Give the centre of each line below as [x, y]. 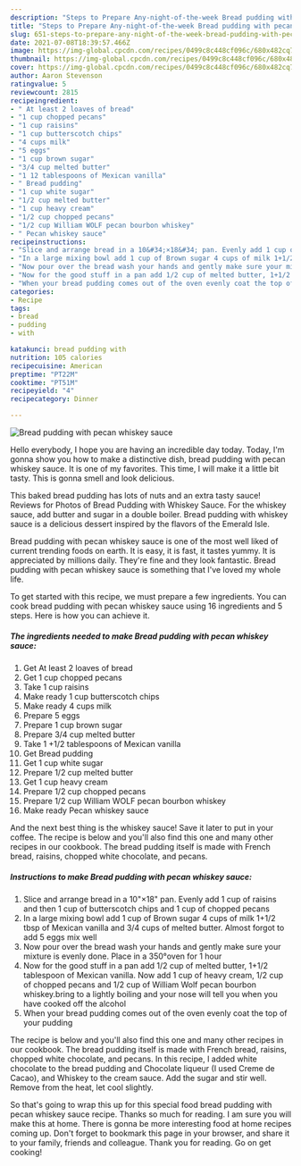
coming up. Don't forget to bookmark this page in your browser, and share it [150, 1133]
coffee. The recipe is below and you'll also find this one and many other [142, 837]
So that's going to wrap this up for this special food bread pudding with [141, 1104]
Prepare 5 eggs [51, 715]
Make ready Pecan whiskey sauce [86, 810]
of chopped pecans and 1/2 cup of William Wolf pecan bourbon [140, 985]
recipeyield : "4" [42, 391]
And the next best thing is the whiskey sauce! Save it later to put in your [142, 827]
